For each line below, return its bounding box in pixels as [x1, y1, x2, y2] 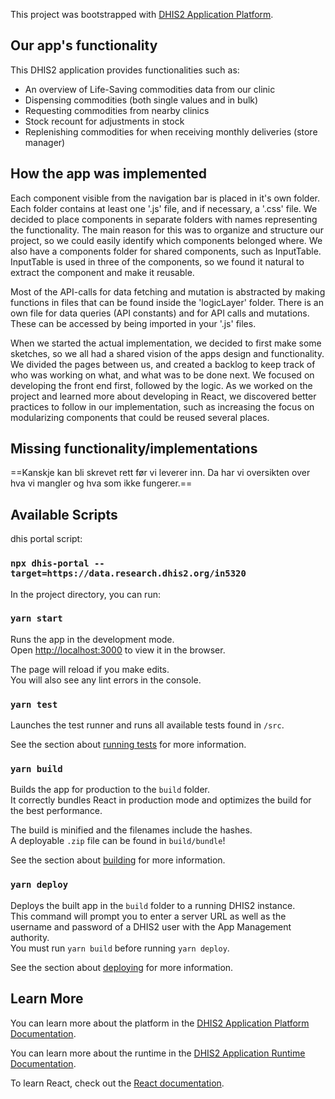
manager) [24, 136, 66, 148]
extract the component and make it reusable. [10, 266, 195, 278]
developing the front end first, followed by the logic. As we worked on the [10, 379, 313, 391]
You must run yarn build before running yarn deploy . [10, 942, 230, 954]
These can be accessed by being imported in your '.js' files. [10, 317, 257, 329]
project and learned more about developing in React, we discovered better [10, 390, 317, 402]
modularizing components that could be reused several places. [10, 411, 270, 423]
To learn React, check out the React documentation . [10, 1077, 225, 1089]
